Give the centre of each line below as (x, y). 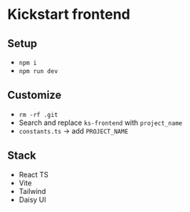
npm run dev (38, 71)
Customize (35, 95)
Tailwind (32, 191)
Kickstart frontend (69, 15)
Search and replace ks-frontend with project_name (100, 122)
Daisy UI (32, 199)
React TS (33, 174)
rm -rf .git (38, 115)
